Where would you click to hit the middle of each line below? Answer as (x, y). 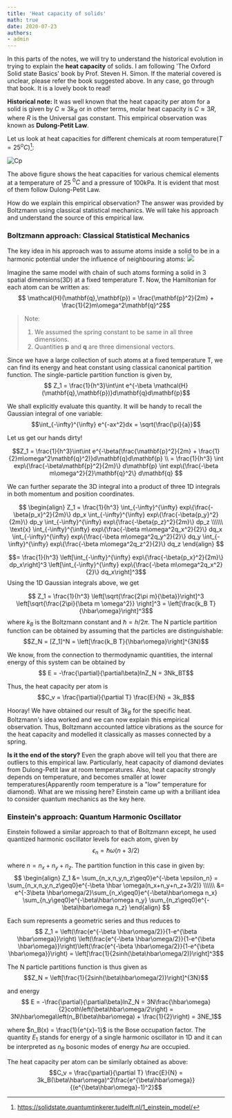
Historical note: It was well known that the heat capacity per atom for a (109, 102)
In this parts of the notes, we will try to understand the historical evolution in (115, 59)
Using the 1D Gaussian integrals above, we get (73, 582)
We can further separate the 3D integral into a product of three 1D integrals (114, 486)
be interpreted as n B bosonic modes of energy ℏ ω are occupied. (99, 1047)
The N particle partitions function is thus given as (77, 967)
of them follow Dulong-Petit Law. (54, 190)
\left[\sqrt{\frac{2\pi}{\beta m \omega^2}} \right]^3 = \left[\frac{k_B (112, 603)
